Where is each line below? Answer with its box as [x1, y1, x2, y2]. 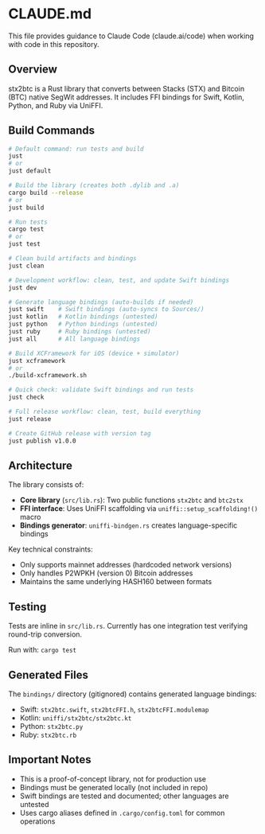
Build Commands [8, 124, 95, 138]
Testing [8, 600, 47, 614]
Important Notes [8, 753, 92, 766]
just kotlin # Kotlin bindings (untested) [8, 313, 158, 321]
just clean [8, 262, 45, 270]
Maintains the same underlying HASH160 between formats [19, 577, 212, 587]
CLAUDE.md [8, 5, 92, 23]
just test [8, 240, 41, 248]
